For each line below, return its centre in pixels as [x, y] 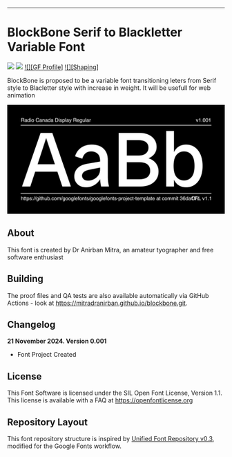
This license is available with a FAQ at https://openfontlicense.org [100, 400]
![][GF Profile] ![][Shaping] [61, 67]
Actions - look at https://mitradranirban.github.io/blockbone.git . [97, 303]
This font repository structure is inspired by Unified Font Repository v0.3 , [111, 439]
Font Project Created [47, 355]
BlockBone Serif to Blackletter [95, 32]
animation [21, 95]
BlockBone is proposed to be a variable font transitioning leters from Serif [112, 80]
